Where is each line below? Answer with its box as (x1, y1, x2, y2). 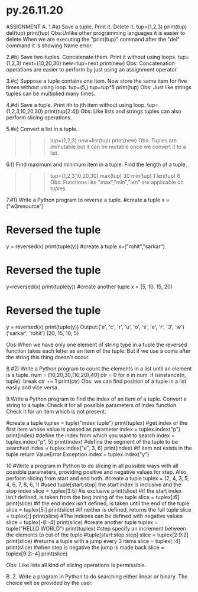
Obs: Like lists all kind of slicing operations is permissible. (6, 561, 147, 568)
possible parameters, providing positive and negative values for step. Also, (6, 468, 188, 476)
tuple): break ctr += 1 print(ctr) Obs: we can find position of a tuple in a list (6, 378, 187, 385)
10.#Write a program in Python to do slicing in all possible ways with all (6, 462, 178, 469)
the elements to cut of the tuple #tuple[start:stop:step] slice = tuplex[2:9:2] (6, 531, 189, 538)
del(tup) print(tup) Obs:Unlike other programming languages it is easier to (6, 29, 185, 36)
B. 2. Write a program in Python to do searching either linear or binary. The (6, 573, 188, 580)
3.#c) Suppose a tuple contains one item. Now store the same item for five (6, 77, 187, 84)
